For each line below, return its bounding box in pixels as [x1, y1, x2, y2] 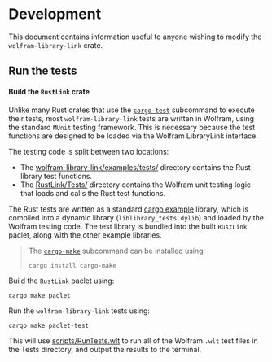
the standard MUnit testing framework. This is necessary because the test [8, 122, 256, 132]
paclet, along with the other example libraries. [8, 229, 162, 240]
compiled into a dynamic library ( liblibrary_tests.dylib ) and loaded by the [8, 212, 265, 222]
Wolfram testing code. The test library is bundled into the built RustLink [8, 221, 248, 231]
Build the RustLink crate [8, 86, 90, 96]
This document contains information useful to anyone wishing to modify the [8, 32, 262, 41]
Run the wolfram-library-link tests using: [8, 306, 151, 316]
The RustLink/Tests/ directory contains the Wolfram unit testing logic [20, 180, 251, 190]
